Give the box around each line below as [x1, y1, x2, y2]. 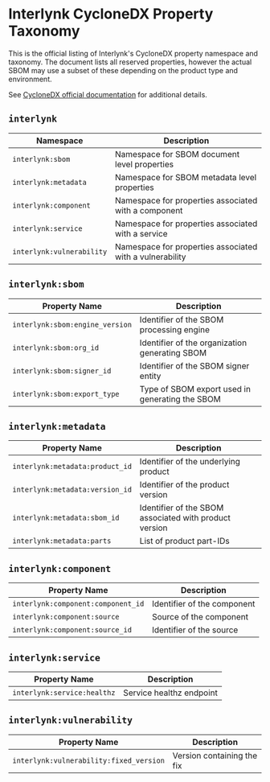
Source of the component [151, 611, 249, 623]
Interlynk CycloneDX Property [8, 5, 214, 23]
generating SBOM [139, 347, 207, 358]
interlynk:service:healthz [12, 689, 116, 697]
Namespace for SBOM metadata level [115, 171, 257, 183]
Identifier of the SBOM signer [139, 360, 250, 371]
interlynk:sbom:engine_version [12, 319, 133, 329]
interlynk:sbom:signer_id [12, 366, 112, 375]
